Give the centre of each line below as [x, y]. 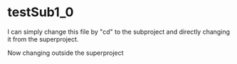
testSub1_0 [41, 12]
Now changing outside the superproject [65, 53]
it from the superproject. [43, 39]
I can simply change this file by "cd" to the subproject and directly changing [118, 32]
